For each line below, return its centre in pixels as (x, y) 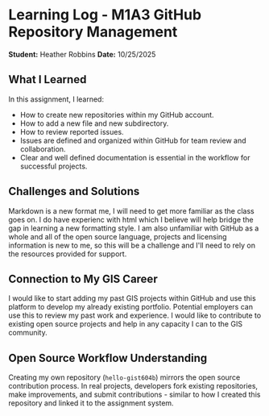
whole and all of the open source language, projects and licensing (118, 236)
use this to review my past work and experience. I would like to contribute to (135, 315)
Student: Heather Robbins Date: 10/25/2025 (82, 54)
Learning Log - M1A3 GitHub (105, 15)
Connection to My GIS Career (83, 279)
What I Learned (48, 79)
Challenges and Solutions (74, 191)
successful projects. (54, 166)
